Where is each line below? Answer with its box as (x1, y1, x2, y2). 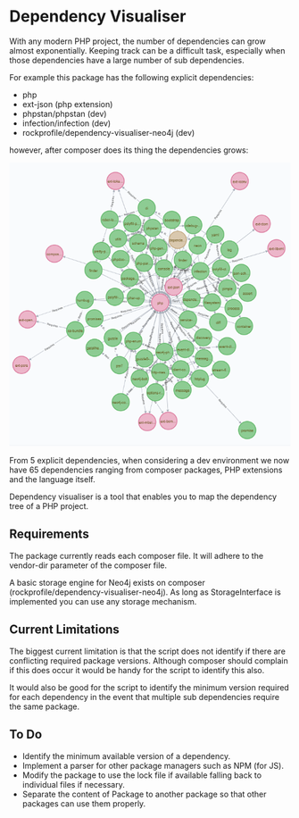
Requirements (9, 527, 89, 542)
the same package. (9, 701, 80, 712)
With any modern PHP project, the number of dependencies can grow (9, 36, 266, 46)
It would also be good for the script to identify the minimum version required (9, 681, 290, 693)
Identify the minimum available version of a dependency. (21, 750, 231, 761)
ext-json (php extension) (21, 98, 113, 109)
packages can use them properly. (21, 797, 146, 809)
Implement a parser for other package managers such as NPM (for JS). (21, 760, 284, 771)
